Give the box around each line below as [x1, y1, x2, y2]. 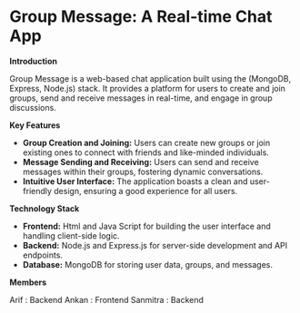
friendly [22, 185, 53, 196]
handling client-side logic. [22, 230, 120, 241]
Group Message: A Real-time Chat [9, 6, 273, 27]
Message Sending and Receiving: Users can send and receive [22, 156, 259, 167]
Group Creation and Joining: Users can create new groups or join [22, 137, 271, 148]
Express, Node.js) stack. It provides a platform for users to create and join [9, 83, 286, 93]
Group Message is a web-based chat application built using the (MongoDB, [9, 73, 292, 83]
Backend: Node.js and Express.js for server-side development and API [22, 240, 288, 250]
